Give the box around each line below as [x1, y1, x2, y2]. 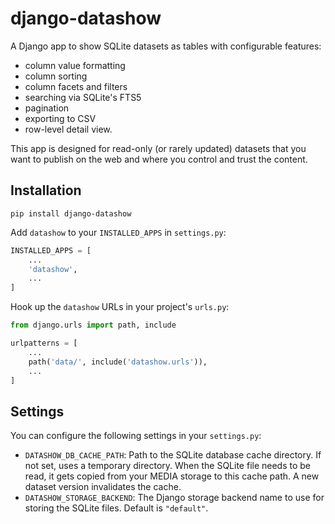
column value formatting [24, 59, 126, 71]
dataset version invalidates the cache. [24, 481, 182, 493]
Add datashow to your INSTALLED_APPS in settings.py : [10, 226, 227, 238]
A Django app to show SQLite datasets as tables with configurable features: [10, 40, 322, 52]
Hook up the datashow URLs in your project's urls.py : [10, 301, 230, 313]
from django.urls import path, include [10, 320, 177, 331]
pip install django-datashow [10, 208, 132, 219]
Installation [10, 182, 82, 199]
